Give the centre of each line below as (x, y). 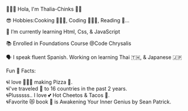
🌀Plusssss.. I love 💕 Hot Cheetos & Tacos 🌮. (58, 95)
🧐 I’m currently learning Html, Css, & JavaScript (63, 32)
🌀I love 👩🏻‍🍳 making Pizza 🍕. (39, 82)
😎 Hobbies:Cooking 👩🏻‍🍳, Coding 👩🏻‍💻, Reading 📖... (68, 20)
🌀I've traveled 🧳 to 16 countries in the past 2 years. (67, 89)
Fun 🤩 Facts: (21, 71)
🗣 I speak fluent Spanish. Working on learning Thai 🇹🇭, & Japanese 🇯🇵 (94, 57)
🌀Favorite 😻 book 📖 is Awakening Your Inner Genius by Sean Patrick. (89, 102)
